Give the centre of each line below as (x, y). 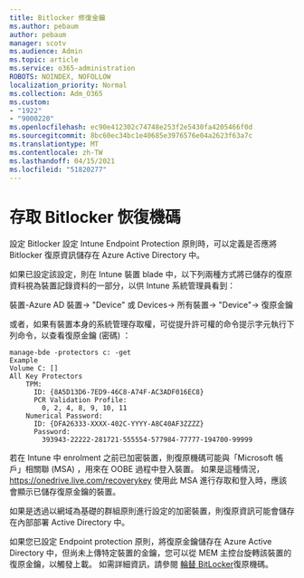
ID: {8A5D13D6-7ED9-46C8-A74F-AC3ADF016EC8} (119, 392)
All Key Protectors (46, 377)
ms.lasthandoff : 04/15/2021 (62, 161)
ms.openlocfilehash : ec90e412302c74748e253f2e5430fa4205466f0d (131, 128)
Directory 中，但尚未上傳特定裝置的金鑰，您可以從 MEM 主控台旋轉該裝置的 (151, 553)
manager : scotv (38, 43)
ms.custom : (30, 102)
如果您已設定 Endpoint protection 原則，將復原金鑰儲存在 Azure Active (141, 542)
